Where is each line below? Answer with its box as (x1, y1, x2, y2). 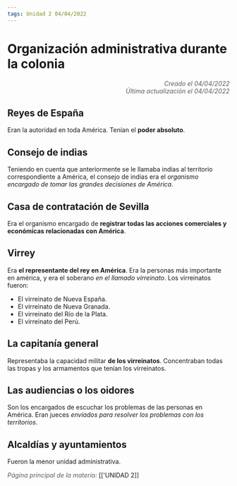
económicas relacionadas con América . (7, 227, 126, 235)
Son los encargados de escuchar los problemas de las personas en (7, 403, 203, 412)
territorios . (7, 418, 38, 427)
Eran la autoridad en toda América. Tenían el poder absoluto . (7, 126, 186, 134)
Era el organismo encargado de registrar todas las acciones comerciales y (7, 220, 227, 227)
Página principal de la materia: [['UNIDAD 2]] (7, 471, 140, 480)
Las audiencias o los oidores (7, 384, 135, 396)
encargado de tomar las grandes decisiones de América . (7, 180, 174, 189)
